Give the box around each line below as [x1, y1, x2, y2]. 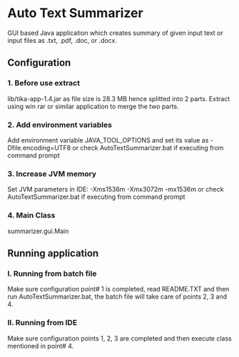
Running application [7, 247, 99, 259]
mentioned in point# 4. [7, 341, 74, 350]
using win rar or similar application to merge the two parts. [7, 102, 180, 110]
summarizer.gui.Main [7, 227, 69, 235]
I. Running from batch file [7, 269, 97, 279]
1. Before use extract [7, 78, 81, 88]
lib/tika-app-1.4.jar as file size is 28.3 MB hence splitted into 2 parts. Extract [7, 94, 230, 103]
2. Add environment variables [7, 120, 113, 130]
